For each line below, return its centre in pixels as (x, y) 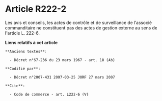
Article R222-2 (36, 9)
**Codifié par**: (23, 69)
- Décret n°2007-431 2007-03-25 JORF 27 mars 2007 (62, 77)
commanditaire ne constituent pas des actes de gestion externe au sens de (81, 27)
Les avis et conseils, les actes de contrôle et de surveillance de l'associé (79, 23)
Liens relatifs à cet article (31, 42)
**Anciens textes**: (26, 51)
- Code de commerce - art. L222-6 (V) (49, 94)
